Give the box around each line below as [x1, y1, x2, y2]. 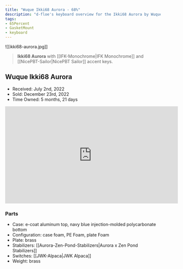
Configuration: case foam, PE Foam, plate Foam [12, 232, 110, 238]
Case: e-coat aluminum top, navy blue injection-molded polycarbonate [12, 222, 156, 228]
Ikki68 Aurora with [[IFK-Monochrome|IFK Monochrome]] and [17, 53, 144, 59]
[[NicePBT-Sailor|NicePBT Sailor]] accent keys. [17, 59, 113, 64]
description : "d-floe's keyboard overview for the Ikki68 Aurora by [5, 12, 149, 17]
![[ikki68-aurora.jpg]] [5, 44, 48, 49]
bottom [12, 227, 27, 232]
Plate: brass [12, 237, 37, 243]
